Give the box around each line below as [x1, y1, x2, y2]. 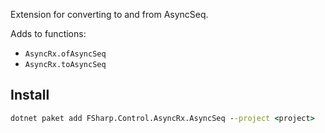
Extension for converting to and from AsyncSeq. [10, 9, 209, 20]
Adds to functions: [10, 28, 87, 39]
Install [10, 87, 50, 104]
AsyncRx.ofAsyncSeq [24, 49, 107, 59]
